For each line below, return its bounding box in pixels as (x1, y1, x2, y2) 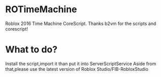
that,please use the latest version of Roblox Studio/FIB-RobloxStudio (5, 66, 149, 72)
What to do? (5, 44, 57, 56)
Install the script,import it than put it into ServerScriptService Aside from (5, 60, 156, 67)
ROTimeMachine (5, 4, 77, 15)
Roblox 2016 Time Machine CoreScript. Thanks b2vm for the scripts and (5, 20, 156, 27)
